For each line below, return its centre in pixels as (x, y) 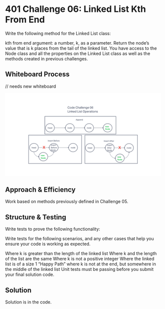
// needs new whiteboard (31, 86)
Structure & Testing (36, 217)
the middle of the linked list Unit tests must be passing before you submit (80, 269)
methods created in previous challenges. (46, 58)
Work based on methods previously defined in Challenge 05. (67, 202)
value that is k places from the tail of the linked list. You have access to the (81, 48)
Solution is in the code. (28, 302)
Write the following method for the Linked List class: (58, 33)
